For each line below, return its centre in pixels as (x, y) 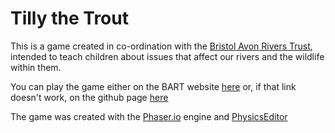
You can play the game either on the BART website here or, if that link (153, 86)
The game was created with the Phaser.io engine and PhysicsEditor (149, 116)
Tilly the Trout (69, 18)
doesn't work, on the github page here (89, 97)
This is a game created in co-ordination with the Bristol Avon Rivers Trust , (161, 46)
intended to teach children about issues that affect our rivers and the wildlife (167, 56)
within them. (36, 67)
